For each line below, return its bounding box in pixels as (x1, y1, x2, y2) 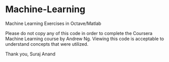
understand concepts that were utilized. (5, 41, 89, 47)
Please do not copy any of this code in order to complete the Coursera (5, 30, 153, 36)
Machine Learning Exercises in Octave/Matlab (5, 20, 102, 26)
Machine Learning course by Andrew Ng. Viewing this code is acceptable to (5, 36, 164, 42)
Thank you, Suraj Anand (5, 51, 56, 57)
